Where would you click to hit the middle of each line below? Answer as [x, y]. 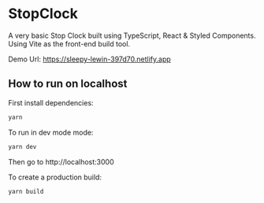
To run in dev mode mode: [51, 132]
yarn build [26, 191]
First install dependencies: [51, 102]
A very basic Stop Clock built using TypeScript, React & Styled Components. [132, 35]
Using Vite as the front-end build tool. [69, 43]
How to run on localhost [68, 84]
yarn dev [22, 146]
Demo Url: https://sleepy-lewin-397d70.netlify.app [89, 59]
